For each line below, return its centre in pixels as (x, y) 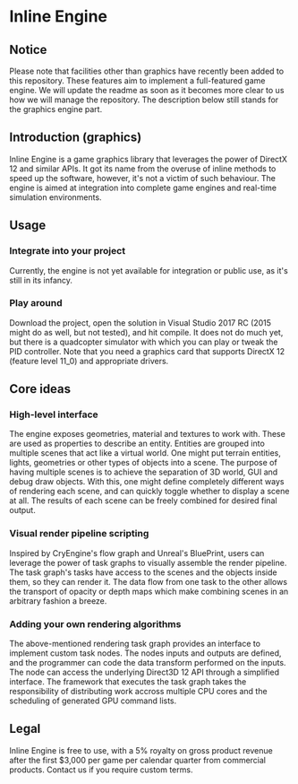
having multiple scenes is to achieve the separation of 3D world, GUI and (144, 472)
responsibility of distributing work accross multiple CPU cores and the (138, 692)
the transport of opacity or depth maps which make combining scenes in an (149, 591)
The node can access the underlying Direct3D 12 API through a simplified (145, 672)
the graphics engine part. (56, 109)
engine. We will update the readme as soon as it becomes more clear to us (147, 90)
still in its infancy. (41, 280)
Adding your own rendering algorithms (95, 623)
